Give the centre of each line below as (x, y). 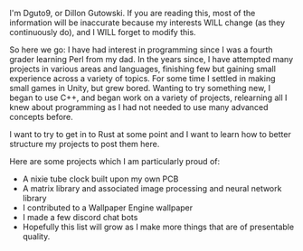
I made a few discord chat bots (80, 217)
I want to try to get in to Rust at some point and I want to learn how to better (150, 134)
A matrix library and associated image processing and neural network (152, 188)
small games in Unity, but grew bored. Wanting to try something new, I (140, 88)
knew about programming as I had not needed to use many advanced (139, 107)
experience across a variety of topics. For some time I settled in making (142, 79)
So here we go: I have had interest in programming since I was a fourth (141, 50)
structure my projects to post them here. (85, 144)
